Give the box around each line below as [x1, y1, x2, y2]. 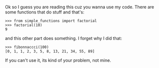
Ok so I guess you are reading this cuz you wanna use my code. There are [5, 4, 155, 10]
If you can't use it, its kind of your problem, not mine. [5, 57, 111, 63]
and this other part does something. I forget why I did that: [5, 36, 122, 41]
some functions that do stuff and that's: [5, 9, 84, 15]
